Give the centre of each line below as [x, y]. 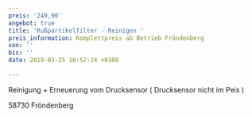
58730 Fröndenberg [41, 105]
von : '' [21, 45]
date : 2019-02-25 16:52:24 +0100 [64, 61]
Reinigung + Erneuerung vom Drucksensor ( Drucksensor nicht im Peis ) [126, 89]
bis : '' [21, 53]
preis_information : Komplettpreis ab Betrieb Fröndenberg [106, 38]
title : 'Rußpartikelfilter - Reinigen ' [76, 30]
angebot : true [32, 23]
